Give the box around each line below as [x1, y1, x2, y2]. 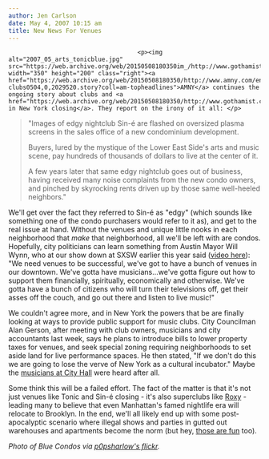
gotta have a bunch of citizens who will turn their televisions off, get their [8, 284, 248, 294]
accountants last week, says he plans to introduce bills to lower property [8, 334, 248, 344]
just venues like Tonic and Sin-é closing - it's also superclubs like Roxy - [8, 392, 247, 401]
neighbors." [27, 192, 66, 202]
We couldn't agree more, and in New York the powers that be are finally [8, 308, 244, 318]
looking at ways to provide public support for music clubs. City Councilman [8, 317, 256, 327]
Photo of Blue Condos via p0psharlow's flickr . [8, 441, 160, 451]
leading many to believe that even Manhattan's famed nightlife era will [8, 401, 239, 410]
